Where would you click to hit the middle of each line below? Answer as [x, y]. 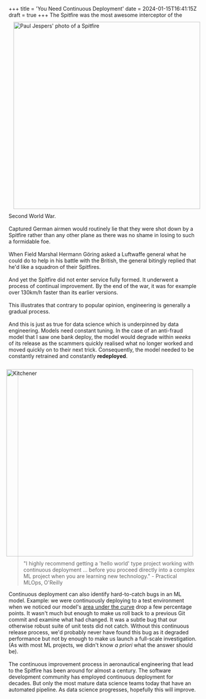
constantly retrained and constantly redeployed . [68, 356]
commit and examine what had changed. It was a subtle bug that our [93, 620]
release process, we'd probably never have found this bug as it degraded [99, 632]
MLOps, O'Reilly [43, 582]
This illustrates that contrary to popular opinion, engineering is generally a [99, 305]
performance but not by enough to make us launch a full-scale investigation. [102, 639]
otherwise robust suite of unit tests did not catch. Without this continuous [99, 626]
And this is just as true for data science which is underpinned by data [94, 324]
